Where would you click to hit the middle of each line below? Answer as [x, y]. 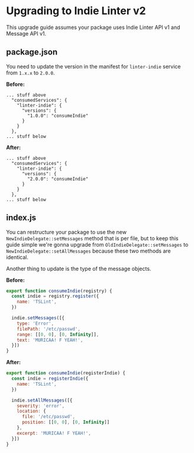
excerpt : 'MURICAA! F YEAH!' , [54, 433]
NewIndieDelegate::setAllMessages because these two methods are [88, 251]
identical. [17, 257]
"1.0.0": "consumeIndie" [58, 116]
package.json [32, 52]
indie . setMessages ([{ [38, 318]
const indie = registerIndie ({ [50, 379]
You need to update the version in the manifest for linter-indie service [93, 66]
